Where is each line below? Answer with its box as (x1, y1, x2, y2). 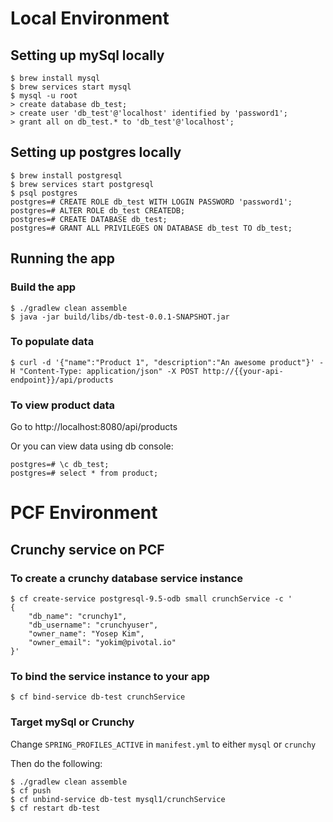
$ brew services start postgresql (10, 179, 155, 189)
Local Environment (10, 7, 170, 30)
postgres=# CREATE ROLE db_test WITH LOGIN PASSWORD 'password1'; (10, 197, 293, 207)
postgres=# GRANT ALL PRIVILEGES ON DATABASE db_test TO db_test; (10, 223, 293, 233)
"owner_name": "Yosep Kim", (28, 628, 145, 639)
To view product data (10, 398, 116, 412)
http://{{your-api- (202, 366, 284, 376)
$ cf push (10, 785, 52, 796)
